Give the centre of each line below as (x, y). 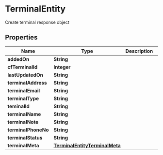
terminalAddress (27, 83)
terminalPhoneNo (28, 130)
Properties (21, 37)
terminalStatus (25, 138)
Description (139, 51)
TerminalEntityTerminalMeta (87, 145)
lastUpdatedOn (25, 75)
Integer (62, 67)
